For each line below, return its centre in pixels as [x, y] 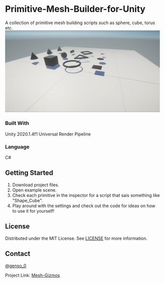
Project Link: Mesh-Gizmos [33, 275]
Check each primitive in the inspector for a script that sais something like [86, 195]
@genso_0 [16, 266]
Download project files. [36, 185]
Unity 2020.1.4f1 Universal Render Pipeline [48, 134]
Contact [18, 254]
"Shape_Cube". [27, 200]
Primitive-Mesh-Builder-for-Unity [75, 9]
